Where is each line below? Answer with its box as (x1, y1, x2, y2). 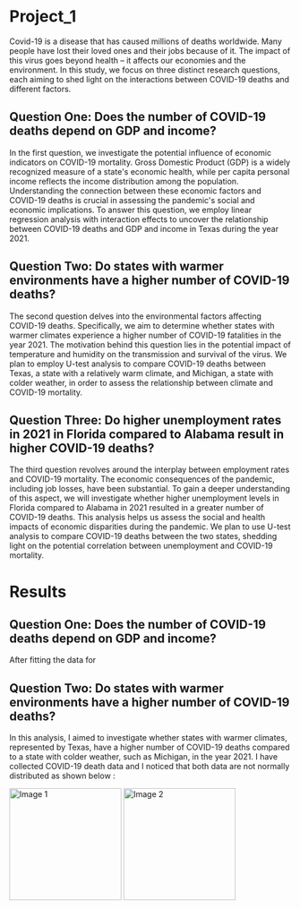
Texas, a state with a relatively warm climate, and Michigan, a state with (9, 367, 274, 378)
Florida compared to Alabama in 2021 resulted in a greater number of (9, 502, 264, 513)
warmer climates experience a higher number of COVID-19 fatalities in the (9, 330, 282, 340)
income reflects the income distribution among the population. (9, 176, 239, 186)
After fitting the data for (9, 655, 97, 665)
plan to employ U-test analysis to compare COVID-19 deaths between (9, 358, 267, 369)
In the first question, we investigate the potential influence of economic (9, 147, 271, 158)
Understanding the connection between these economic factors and (9, 185, 261, 196)
